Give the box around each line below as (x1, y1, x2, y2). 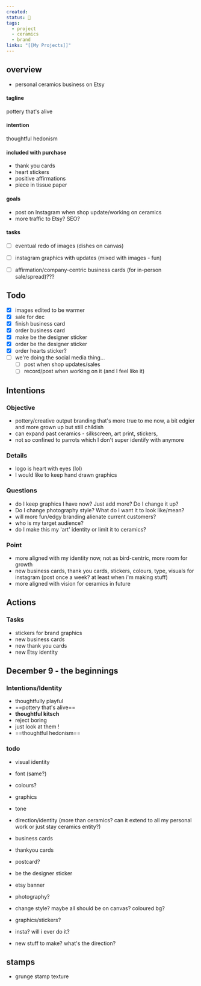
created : (6, 8, 28, 15)
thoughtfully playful (14, 698, 64, 705)
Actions (6, 597, 36, 608)
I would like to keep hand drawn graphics (14, 471, 117, 479)
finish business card (14, 320, 66, 327)
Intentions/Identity (6, 684, 63, 692)
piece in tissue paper (14, 181, 67, 188)
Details (6, 451, 28, 459)
